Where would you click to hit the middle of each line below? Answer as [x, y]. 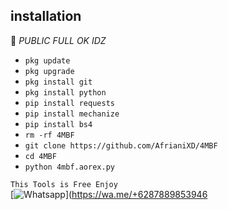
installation [46, 16]
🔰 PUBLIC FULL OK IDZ [58, 40]
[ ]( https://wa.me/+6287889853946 [109, 194]
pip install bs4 [58, 124]
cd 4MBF [40, 156]
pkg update [47, 60]
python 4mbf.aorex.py [69, 167]
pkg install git [58, 82]
